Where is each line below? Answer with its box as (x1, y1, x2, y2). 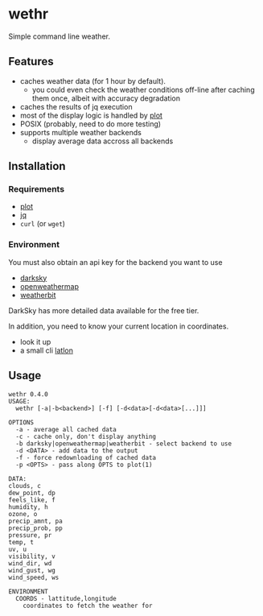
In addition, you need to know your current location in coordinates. (8, 321, 229, 331)
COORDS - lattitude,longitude (15, 594, 117, 602)
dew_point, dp (8, 489, 56, 497)
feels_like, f (8, 496, 56, 504)
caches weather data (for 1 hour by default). (19, 76, 166, 85)
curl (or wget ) (19, 219, 66, 229)
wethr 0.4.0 (8, 390, 48, 399)
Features (8, 55, 54, 68)
